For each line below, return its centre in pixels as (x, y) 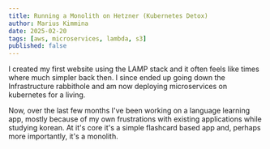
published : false (38, 46)
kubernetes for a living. (47, 95)
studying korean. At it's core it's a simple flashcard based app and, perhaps (135, 128)
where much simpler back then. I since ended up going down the (117, 78)
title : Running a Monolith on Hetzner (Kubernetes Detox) (108, 16)
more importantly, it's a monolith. (64, 136)
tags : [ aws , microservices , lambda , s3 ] (78, 38)
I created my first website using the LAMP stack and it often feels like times (134, 69)
